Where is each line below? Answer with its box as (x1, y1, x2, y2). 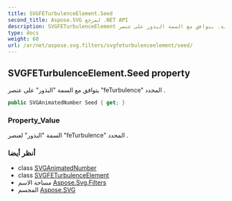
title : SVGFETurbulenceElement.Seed (8, 10, 113, 17)
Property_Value (8, 115, 61, 125)
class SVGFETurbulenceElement (17, 171, 109, 180)
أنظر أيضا (8, 148, 36, 158)
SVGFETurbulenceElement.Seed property (8, 67, 191, 79)
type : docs (8, 29, 39, 36)
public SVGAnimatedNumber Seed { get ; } (8, 99, 126, 106)
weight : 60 (8, 36, 39, 43)
